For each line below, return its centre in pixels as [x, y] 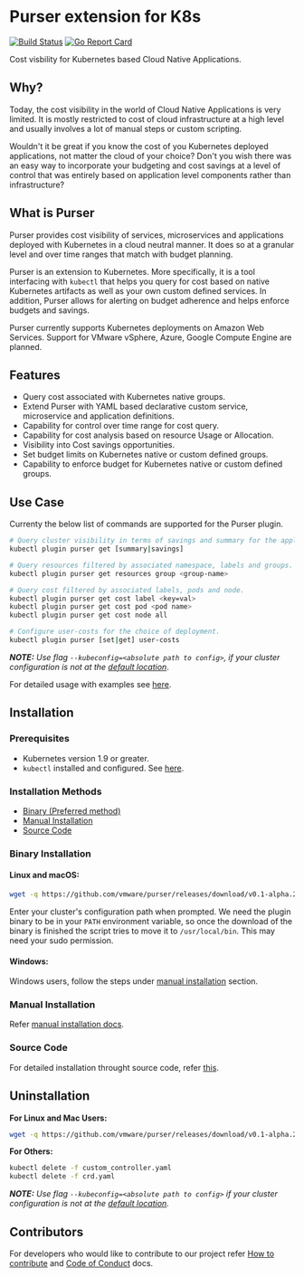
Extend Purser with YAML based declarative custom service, [135, 407]
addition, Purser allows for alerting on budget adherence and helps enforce [149, 300]
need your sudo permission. [62, 940]
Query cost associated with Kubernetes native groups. [124, 397]
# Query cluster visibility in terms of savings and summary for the [143, 541]
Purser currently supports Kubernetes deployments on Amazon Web [137, 327]
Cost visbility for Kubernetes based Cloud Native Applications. [125, 59]
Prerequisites [39, 739]
